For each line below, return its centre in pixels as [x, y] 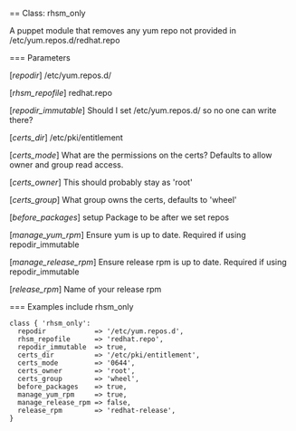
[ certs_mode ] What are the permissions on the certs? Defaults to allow [141, 155]
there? [21, 120]
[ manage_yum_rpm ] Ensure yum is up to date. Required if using [128, 235]
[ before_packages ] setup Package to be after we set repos [119, 217]
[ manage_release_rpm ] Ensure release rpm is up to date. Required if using [148, 262]
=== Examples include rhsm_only [72, 306]
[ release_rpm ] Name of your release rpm [86, 289]
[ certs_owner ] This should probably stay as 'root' [101, 182]
